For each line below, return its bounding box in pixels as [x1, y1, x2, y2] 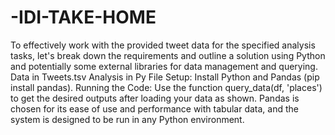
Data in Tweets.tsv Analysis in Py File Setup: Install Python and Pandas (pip [10, 71, 320, 83]
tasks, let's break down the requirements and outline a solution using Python [10, 49, 326, 61]
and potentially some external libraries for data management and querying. [10, 60, 318, 72]
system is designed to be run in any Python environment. [10, 113, 245, 125]
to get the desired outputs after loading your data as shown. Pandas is [10, 92, 300, 104]
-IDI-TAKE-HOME [10, 6, 157, 29]
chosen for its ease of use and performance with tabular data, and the [10, 102, 299, 115]
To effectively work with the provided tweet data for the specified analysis [10, 39, 316, 51]
